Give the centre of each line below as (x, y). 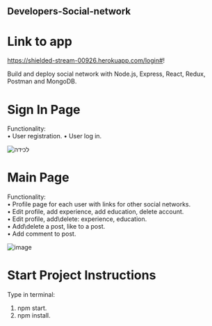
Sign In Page (44, 109)
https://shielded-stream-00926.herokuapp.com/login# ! (86, 60)
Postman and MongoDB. (42, 81)
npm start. (32, 308)
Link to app (40, 41)
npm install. (34, 316)
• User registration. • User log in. (55, 136)
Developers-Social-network (69, 11)
